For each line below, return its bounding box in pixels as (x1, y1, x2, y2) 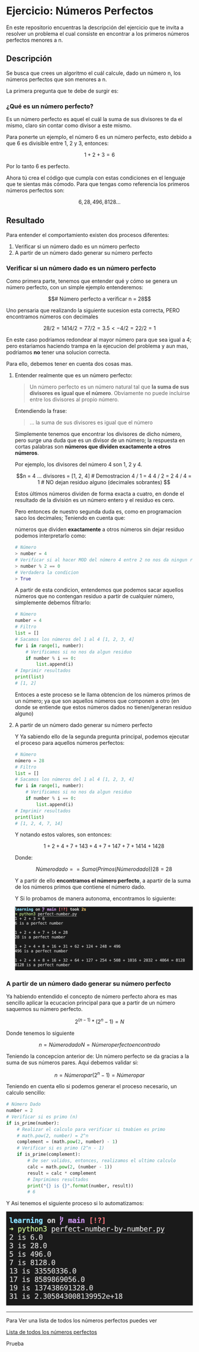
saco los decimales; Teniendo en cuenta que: (14, 514, 126, 522)
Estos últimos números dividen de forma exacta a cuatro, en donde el (14, 490, 185, 497)
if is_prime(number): (6, 1120, 60, 1126)
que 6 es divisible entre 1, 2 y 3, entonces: (6, 140, 109, 147)
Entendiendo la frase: (14, 408, 67, 415)
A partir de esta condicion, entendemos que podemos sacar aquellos (14, 586, 184, 593)
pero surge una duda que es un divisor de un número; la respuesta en (14, 437, 185, 444)
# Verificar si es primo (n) (6, 1114, 78, 1120)
